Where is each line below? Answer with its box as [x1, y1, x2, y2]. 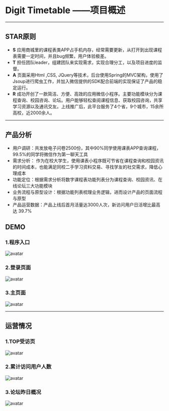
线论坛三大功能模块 [12, 182, 53, 189]
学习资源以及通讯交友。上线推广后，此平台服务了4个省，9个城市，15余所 [12, 103, 164, 109]
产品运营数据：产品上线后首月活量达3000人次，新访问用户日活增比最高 [12, 201, 160, 208]
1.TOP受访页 [5, 338, 35, 345]
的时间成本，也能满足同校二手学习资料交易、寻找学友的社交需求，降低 [12, 164, 158, 170]
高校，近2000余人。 [12, 109, 55, 116]
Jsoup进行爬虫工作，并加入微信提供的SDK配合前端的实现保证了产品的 [12, 78, 158, 84]
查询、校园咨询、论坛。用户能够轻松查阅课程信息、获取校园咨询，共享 [17, 97, 162, 103]
